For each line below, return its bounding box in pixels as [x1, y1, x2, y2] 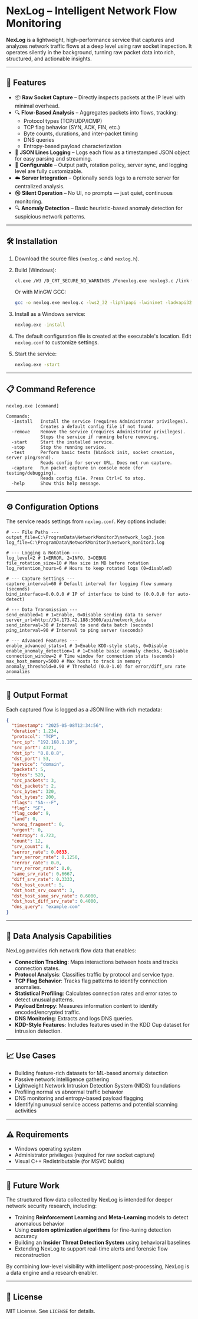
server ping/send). [6, 455, 54, 461]
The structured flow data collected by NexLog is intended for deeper [6, 1196, 173, 1203]
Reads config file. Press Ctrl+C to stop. [40, 475, 146, 481]
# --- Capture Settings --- [6, 576, 75, 582]
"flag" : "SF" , [11, 805, 46, 811]
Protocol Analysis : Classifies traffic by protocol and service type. [14, 971, 174, 978]
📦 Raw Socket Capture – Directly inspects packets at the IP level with [14, 93, 186, 101]
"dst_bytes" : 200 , [11, 794, 57, 800]
